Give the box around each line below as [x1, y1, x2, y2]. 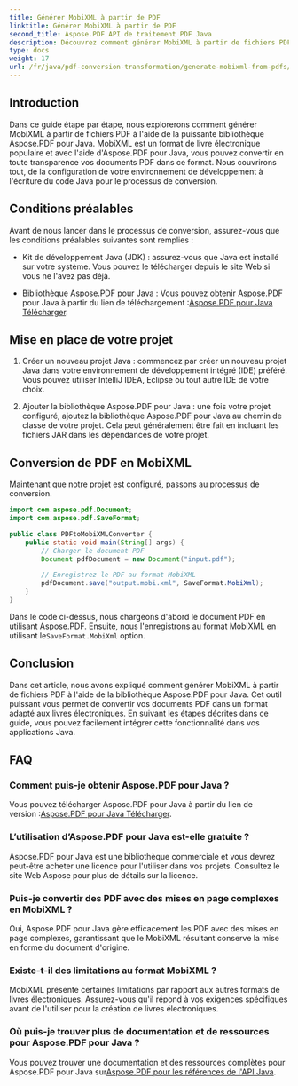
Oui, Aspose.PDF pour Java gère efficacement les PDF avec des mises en [9, 923, 279, 933]
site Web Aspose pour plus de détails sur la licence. [9, 869, 199, 880]
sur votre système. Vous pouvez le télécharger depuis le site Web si [21, 261, 271, 272]
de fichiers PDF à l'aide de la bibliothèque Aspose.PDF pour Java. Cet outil [9, 689, 282, 700]
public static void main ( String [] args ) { [25, 538, 184, 547]
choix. [21, 384, 45, 395]
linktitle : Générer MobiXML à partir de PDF [9, 21, 176, 30]
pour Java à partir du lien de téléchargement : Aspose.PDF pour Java [21, 297, 273, 307]
